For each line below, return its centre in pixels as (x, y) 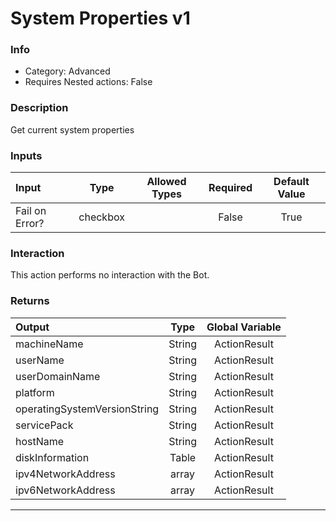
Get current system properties (72, 129)
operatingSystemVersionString (87, 409)
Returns (30, 301)
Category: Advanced (67, 71)
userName (40, 360)
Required (230, 188)
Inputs (26, 155)
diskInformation (52, 457)
